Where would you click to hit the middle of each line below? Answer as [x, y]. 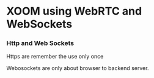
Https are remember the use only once [55, 57]
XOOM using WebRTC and [74, 11]
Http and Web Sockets [40, 43]
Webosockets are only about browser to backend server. [78, 68]
